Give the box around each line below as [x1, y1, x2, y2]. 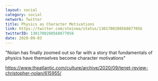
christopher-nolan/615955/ [5, 70, 62, 76]
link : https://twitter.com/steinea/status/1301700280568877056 [5, 26, 143, 31]
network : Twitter [5, 17, 42, 22]
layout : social [5, 7, 38, 13]
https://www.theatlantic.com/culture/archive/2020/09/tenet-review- [5, 64, 149, 71]
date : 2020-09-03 [5, 36, 42, 41]
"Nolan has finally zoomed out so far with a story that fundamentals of [5, 49, 153, 56]
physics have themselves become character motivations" [5, 55, 126, 61]
